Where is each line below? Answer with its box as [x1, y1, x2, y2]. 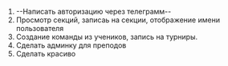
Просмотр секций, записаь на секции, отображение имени [15, 15, 221, 25]
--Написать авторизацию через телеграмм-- [15, 7, 172, 16]
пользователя [15, 24, 64, 33]
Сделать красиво [15, 49, 76, 58]
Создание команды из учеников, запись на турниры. [15, 32, 198, 41]
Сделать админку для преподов [15, 41, 127, 50]
